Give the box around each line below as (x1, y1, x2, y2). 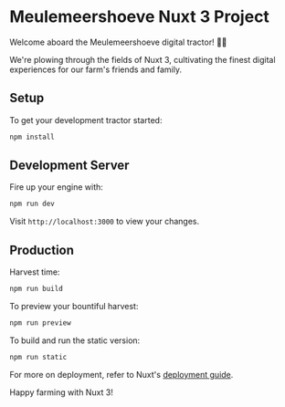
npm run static (9, 352, 68, 361)
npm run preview (9, 318, 71, 328)
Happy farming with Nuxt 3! (9, 386, 114, 398)
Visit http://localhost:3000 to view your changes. (9, 216, 200, 227)
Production (9, 242, 75, 257)
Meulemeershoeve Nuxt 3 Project (9, 6, 269, 27)
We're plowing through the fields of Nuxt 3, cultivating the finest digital (9, 54, 276, 65)
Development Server (9, 158, 130, 173)
